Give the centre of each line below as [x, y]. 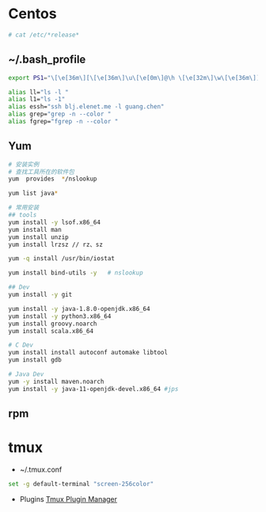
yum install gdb [35, 360]
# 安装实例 [24, 164]
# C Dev [21, 345]
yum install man [35, 229]
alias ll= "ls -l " [38, 92]
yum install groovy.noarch [53, 324]
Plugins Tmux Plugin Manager [68, 499]
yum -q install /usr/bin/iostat [61, 259]
